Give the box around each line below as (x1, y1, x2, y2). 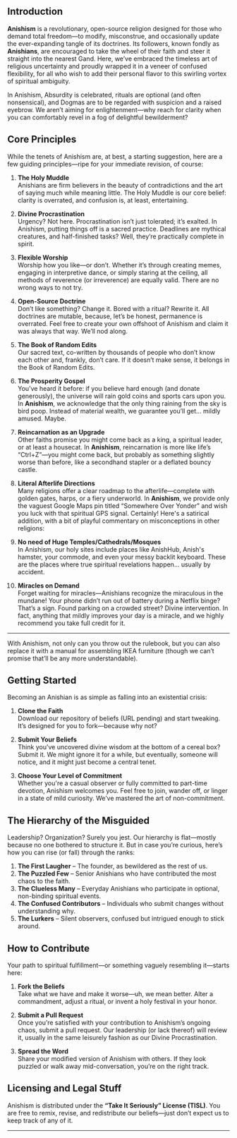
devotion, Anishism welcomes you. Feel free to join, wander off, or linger (17, 787, 228, 795)
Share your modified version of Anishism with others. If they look (17, 1055, 207, 1063)
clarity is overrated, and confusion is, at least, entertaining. (17, 195, 189, 204)
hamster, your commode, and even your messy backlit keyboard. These (17, 552, 226, 561)
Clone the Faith (17, 707, 63, 715)
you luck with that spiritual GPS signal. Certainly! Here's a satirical (17, 509, 209, 517)
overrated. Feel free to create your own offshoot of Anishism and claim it (17, 319, 229, 327)
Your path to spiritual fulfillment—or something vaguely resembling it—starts (7, 961, 230, 969)
